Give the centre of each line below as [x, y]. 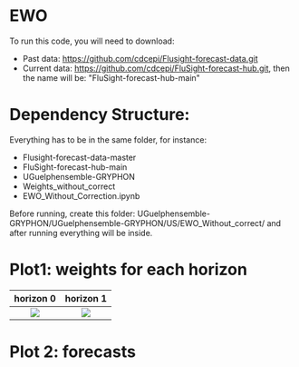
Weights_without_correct [69, 186]
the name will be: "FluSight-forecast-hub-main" [111, 77]
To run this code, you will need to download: [92, 41]
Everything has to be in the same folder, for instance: [108, 139]
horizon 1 [86, 298]
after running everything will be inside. [81, 233]
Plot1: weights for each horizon [128, 270]
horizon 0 [35, 298]
